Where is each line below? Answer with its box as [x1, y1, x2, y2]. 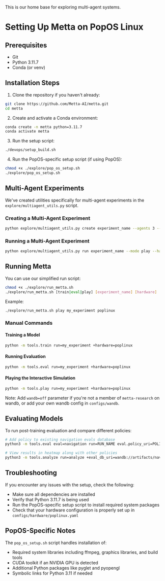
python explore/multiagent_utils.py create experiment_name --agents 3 [5, 226, 155, 231]
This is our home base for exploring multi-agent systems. [5, 4, 121, 10]
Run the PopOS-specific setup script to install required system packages [12, 502, 160, 508]
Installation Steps [5, 79, 60, 87]
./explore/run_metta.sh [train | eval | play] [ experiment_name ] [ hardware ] [5, 289, 157, 295]
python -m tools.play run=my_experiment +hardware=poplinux [5, 386, 131, 391]
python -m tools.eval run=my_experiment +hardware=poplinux [5, 364, 131, 369]
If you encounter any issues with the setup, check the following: [5, 481, 135, 487]
